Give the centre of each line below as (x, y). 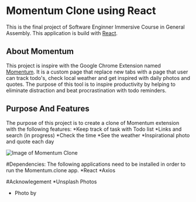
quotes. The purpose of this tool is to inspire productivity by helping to (91, 84)
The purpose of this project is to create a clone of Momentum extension (93, 123)
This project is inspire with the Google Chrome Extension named (83, 65)
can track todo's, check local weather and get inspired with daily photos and (98, 78)
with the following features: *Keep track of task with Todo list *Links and (94, 129)
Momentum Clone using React (81, 11)
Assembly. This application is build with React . (62, 33)
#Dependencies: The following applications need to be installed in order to (96, 164)
